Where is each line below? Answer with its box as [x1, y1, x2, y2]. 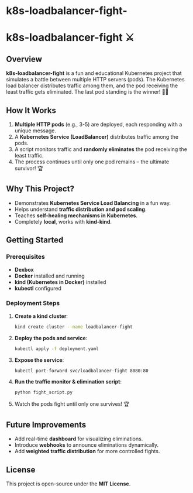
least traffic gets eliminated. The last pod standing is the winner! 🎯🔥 [6, 88, 169, 95]
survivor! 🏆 [14, 165, 43, 172]
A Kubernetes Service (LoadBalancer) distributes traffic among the [14, 133, 178, 140]
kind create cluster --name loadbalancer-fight [14, 324, 133, 330]
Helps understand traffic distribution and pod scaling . [14, 206, 147, 213]
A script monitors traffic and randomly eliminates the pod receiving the [14, 146, 187, 153]
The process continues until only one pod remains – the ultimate [14, 158, 170, 165]
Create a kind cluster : [14, 312, 68, 320]
